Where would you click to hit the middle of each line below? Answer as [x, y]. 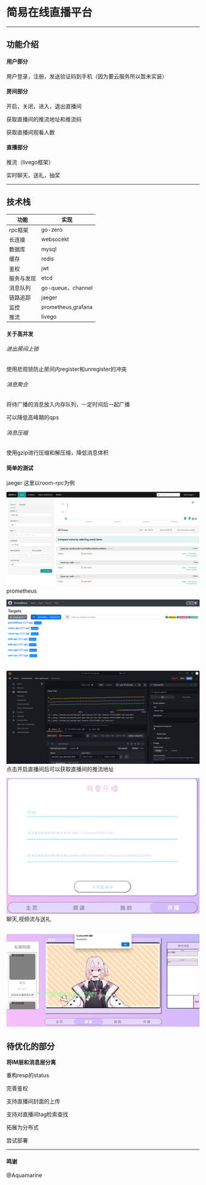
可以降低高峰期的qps [33, 417]
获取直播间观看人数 [31, 132]
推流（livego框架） [30, 162]
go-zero [52, 230]
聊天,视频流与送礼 [29, 919]
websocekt [55, 239]
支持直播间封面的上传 [33, 1101]
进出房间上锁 [22, 349]
